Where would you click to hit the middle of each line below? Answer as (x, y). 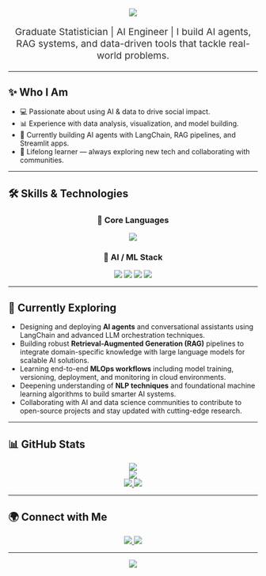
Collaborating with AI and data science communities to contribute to (131, 403)
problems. (147, 56)
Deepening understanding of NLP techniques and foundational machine (137, 386)
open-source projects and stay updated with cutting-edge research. (131, 411)
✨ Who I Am (38, 92)
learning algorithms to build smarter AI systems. (98, 394)
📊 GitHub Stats (47, 444)
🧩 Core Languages (133, 220)
